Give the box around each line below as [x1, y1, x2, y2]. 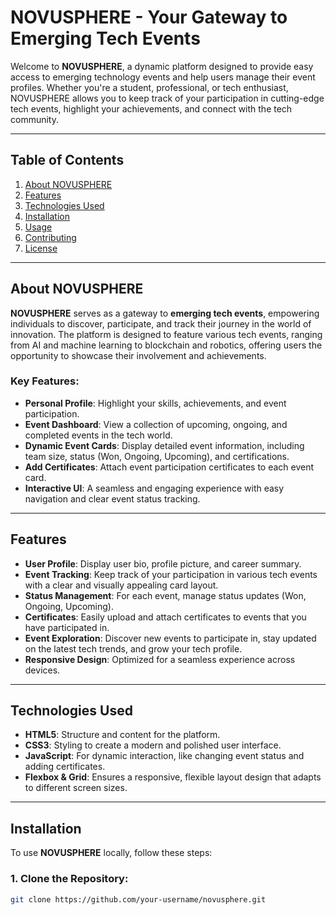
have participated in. [24, 621, 110, 633]
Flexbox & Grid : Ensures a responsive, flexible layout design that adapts [24, 771, 322, 783]
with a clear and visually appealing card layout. [24, 579, 219, 591]
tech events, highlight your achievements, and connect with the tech [10, 102, 293, 115]
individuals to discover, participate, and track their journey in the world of [10, 317, 312, 330]
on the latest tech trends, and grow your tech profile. [24, 642, 243, 655]
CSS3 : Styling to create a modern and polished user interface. [24, 739, 282, 751]
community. [10, 113, 59, 125]
